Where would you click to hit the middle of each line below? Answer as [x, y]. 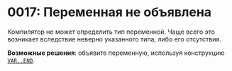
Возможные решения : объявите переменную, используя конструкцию [116, 53]
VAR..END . [21, 60]
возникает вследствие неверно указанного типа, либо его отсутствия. [115, 39]
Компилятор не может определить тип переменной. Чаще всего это [111, 32]
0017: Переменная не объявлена [109, 12]
